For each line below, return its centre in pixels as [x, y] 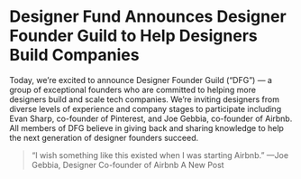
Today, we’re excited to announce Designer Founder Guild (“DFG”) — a [141, 80]
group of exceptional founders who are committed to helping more [133, 89]
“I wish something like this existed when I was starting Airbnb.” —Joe [160, 155]
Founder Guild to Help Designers [134, 36]
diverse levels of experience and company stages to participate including [146, 108]
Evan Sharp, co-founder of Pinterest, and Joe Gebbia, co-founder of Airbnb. [151, 118]
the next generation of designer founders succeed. [104, 137]
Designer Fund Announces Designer [148, 17]
